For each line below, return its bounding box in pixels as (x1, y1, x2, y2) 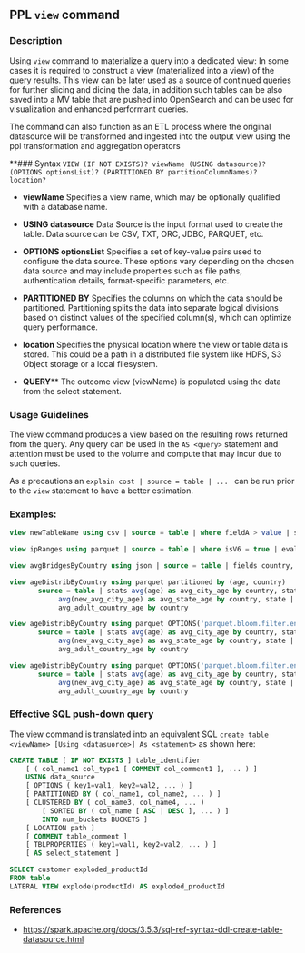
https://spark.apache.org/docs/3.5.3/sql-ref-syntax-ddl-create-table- (22, 924, 283, 935)
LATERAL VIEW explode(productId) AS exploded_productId (9, 881, 225, 891)
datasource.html (22, 934, 84, 945)
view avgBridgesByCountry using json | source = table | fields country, (9, 561, 295, 571)
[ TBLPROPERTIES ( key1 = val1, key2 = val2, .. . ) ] (25, 840, 218, 849)
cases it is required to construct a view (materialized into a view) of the (9, 65, 275, 75)
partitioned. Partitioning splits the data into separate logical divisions (22, 302, 279, 313)
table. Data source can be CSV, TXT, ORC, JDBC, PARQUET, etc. (22, 228, 264, 239)
